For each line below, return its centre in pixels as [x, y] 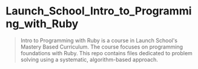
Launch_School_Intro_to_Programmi [99, 11]
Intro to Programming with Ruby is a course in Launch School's [99, 40]
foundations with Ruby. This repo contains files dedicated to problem [107, 53]
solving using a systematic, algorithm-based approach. [89, 59]
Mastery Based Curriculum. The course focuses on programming [101, 47]
